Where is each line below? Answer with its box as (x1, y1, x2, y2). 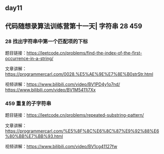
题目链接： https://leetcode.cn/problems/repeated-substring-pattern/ (5, 112, 144, 118)
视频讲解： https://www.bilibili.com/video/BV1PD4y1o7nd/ (5, 81, 120, 88)
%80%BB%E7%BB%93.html (5, 133, 63, 139)
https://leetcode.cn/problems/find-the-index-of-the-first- (26, 50, 142, 56)
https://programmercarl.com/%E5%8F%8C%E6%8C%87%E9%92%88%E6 (5, 128, 159, 134)
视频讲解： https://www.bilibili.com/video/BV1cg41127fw (5, 144, 117, 150)
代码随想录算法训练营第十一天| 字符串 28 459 (5, 22, 142, 30)
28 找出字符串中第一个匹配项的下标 (5, 38, 88, 45)
